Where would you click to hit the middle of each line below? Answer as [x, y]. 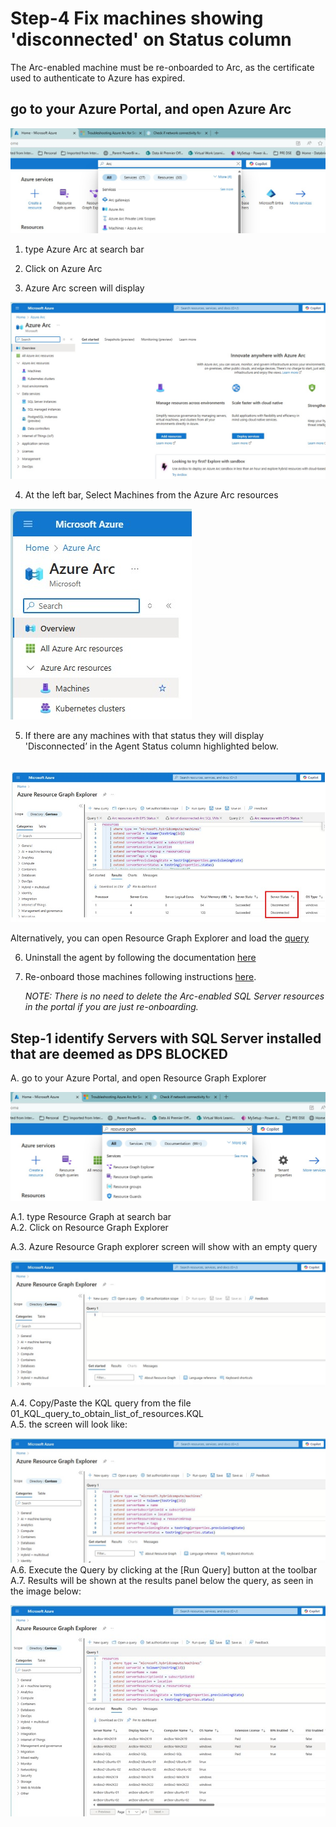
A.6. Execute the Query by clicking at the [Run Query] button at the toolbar [164, 1570]
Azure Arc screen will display [84, 288]
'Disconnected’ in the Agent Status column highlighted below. [151, 746]
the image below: [46, 1591]
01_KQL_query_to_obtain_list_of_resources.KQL [107, 1413]
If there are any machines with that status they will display [144, 736]
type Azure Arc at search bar [84, 249]
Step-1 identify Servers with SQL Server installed [166, 1038]
